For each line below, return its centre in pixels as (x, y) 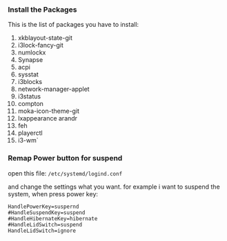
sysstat (28, 74)
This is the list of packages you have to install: (73, 25)
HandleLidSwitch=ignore (42, 231)
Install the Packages (42, 10)
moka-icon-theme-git (49, 111)
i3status (29, 96)
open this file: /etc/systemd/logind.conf (65, 173)
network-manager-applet (53, 89)
